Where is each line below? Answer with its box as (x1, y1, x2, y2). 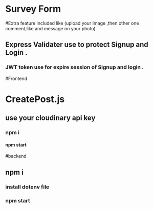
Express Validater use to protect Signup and (5, 40, 148, 49)
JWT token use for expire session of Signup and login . (5, 64, 144, 71)
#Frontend (5, 75, 27, 81)
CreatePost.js (5, 93, 65, 105)
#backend (5, 153, 27, 159)
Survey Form (5, 3, 61, 15)
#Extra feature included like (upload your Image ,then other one (5, 20, 139, 26)
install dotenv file (5, 183, 50, 190)
